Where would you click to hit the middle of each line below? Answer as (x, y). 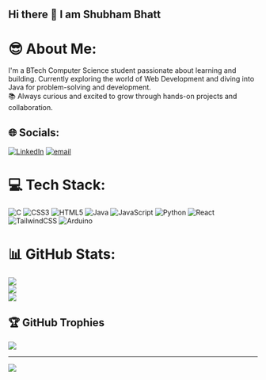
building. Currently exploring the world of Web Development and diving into (131, 79)
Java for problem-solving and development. (80, 87)
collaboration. (30, 108)
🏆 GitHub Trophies (57, 323)
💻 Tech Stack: (57, 185)
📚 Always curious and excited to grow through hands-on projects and (123, 97)
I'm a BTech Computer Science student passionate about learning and (122, 70)
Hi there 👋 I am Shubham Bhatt (85, 15)
